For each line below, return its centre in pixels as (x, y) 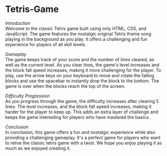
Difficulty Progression (27, 96)
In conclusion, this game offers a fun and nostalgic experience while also (80, 132)
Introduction (18, 23)
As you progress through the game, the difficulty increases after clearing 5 (82, 101)
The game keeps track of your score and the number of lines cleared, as (80, 59)
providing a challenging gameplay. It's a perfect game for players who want (83, 137)
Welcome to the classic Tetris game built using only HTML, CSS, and (76, 28)
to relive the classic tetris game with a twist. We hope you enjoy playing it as (84, 143)
